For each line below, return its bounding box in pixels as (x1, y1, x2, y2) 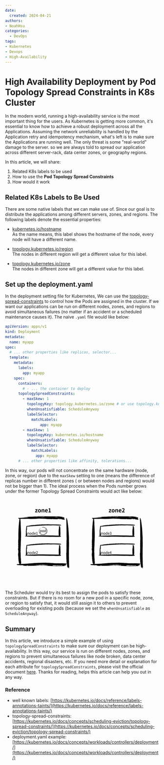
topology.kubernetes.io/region (12, 246, 73, 252)
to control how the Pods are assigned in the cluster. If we (44, 298, 159, 304)
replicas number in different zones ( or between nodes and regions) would (5, 478, 155, 484)
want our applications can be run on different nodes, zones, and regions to (5, 304, 155, 310)
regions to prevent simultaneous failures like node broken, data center (5, 653, 146, 659)
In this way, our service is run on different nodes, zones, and (28, 648, 150, 654)
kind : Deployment (5, 329, 41, 334)
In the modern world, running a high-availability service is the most (5, 113, 140, 119)
